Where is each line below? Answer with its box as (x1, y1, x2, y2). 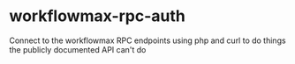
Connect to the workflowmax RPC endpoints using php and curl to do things (9, 35, 286, 46)
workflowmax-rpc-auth (9, 6, 185, 26)
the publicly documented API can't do (9, 44, 147, 54)
